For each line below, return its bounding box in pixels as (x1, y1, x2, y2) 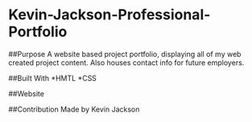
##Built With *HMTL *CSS (8, 73, 97, 83)
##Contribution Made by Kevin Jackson (8, 104, 140, 114)
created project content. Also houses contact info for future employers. (8, 58, 245, 67)
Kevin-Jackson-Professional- (8, 6, 211, 24)
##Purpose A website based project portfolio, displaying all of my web (8, 49, 242, 59)
